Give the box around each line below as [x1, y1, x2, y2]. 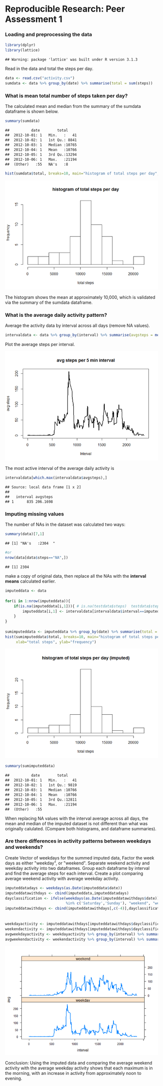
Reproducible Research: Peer [5, 3, 125, 15]
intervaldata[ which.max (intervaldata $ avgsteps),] [5, 475, 108, 481]
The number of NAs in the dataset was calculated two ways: [5, 521, 126, 528]
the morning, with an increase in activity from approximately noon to [5, 1070, 142, 1076]
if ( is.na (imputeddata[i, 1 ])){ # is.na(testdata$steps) [14, 603, 127, 608]
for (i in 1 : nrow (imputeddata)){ [5, 599, 70, 603]
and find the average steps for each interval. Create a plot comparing [5, 870, 144, 876]
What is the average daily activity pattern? [5, 311, 108, 318]
